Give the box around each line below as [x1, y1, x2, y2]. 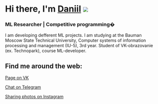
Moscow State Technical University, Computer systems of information [5, 37, 146, 43]
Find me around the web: [5, 62, 83, 70]
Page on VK [5, 75, 29, 81]
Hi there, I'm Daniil [5, 3, 82, 15]
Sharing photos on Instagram [5, 94, 64, 100]
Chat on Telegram [5, 84, 42, 90]
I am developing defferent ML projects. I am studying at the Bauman [5, 33, 142, 38]
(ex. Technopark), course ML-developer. [5, 48, 87, 54]
